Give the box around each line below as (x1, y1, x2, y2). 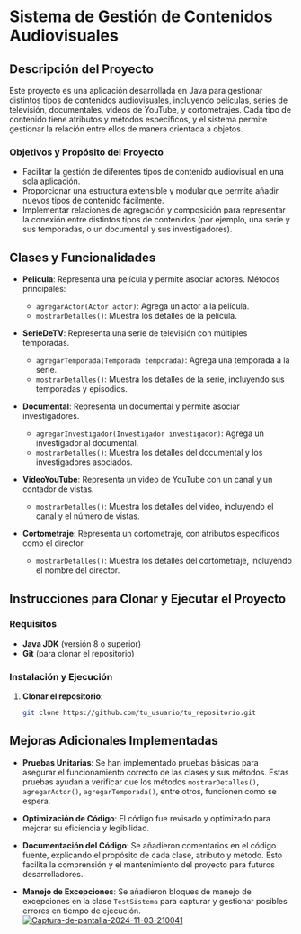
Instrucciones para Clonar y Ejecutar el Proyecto (9, 591, 286, 606)
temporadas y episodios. (35, 384, 128, 394)
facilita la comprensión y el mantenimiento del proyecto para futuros (22, 858, 276, 870)
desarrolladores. (22, 868, 84, 879)
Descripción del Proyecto (9, 61, 155, 77)
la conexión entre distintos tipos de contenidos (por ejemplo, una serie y (22, 214, 290, 225)
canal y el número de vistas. (35, 511, 140, 521)
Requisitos (9, 618, 57, 630)
